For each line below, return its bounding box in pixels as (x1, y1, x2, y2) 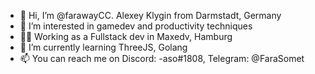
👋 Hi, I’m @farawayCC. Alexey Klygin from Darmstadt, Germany (19, 10, 282, 21)
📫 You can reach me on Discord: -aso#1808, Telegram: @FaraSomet (19, 53, 305, 64)
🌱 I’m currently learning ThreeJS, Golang (19, 41, 188, 53)
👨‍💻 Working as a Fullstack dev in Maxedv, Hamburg (19, 31, 233, 42)
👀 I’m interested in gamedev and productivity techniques (19, 20, 253, 32)
